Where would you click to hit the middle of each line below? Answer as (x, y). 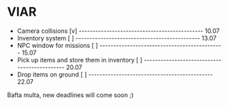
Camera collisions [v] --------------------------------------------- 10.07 (118, 31)
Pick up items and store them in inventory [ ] (80, 59)
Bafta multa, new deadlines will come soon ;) (70, 95)
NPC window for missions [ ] (57, 45)
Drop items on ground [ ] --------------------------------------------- (115, 74)
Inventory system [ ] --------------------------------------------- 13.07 (117, 38)
